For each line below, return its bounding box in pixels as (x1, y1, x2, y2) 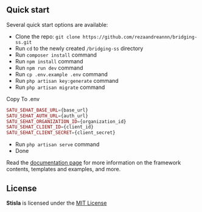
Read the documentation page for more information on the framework (6, 159, 181, 166)
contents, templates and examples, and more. (6, 166, 121, 173)
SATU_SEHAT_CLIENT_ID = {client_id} (6, 124, 94, 130)
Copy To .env (6, 95, 40, 102)
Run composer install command (15, 51, 97, 58)
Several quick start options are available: (6, 21, 108, 28)
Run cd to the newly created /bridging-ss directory (15, 44, 144, 52)
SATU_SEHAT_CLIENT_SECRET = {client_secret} (6, 130, 116, 136)
